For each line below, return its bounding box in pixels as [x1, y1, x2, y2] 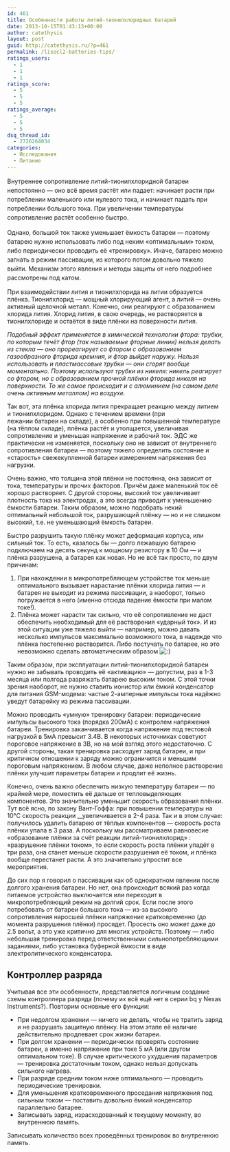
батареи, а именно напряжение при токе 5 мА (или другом [16, 1045, 191, 1053]
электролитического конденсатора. [7, 949, 113, 957]
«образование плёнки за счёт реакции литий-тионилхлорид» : [7, 833, 191, 841]
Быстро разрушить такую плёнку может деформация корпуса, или [7, 531, 204, 539]
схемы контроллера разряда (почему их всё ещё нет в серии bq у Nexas [7, 994, 222, 1003]
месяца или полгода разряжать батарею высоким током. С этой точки [7, 675, 216, 683]
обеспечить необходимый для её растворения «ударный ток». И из [16, 618, 217, 626]
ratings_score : [7, 81, 51, 87]
